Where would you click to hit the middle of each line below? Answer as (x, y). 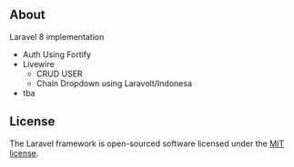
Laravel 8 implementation (57, 36)
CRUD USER (60, 74)
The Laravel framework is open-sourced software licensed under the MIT (147, 143)
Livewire (38, 64)
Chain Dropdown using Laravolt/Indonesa (114, 83)
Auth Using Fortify (57, 54)
